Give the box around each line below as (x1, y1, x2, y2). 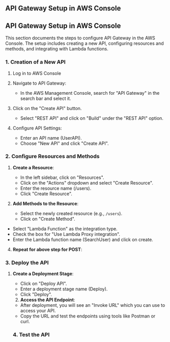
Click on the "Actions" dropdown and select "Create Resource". (20, 179, 154, 186)
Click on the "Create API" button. (12, 105, 82, 111)
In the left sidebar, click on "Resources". (20, 174, 104, 180)
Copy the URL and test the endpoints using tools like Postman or (20, 313, 156, 319)
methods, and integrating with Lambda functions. (5, 46, 108, 52)
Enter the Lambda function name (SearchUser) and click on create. (12, 236, 154, 243)
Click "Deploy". (20, 292, 52, 298)
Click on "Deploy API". (20, 280, 67, 287)
